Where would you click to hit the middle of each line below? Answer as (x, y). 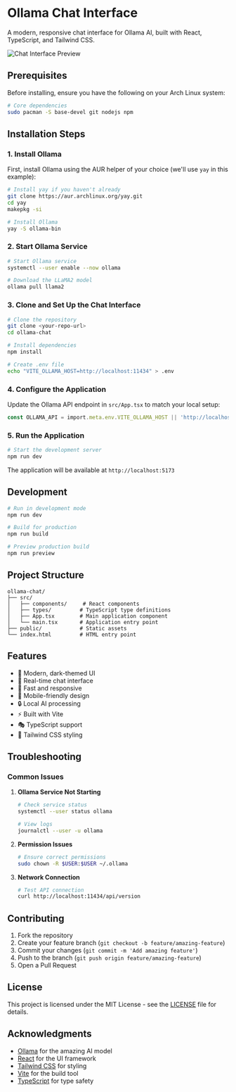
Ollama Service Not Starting (59, 792)
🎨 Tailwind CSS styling (50, 735)
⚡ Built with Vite (40, 714)
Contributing (36, 919)
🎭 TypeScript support (50, 724)
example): (22, 177)
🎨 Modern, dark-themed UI (56, 673)
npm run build (28, 534)
